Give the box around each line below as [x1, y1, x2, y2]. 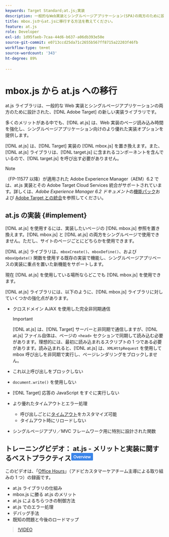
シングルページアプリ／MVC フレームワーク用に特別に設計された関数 [12, 428, 156, 434]
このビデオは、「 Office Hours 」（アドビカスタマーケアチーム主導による [5, 468, 150, 474]
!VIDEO [17, 526, 33, 532]
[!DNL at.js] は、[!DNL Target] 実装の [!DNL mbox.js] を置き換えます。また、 [5, 143, 162, 149]
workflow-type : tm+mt [5, 45, 51, 50]
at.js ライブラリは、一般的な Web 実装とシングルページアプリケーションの [5, 103, 159, 109]
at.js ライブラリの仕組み [12, 485, 62, 491]
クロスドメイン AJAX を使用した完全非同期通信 [12, 306, 111, 312]
